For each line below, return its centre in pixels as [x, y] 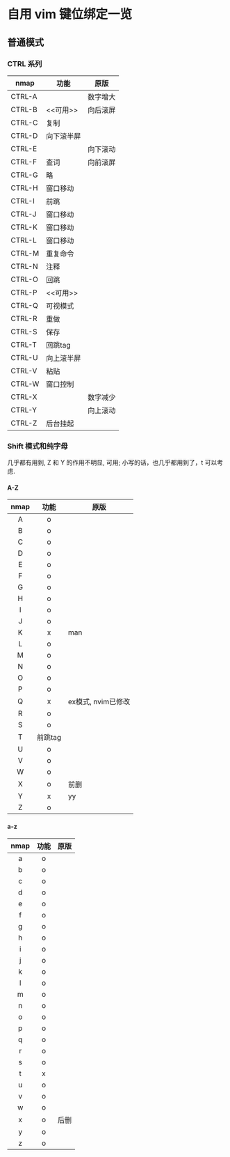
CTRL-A [24, 96]
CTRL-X [24, 396]
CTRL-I [23, 201]
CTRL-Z [24, 423]
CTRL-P [24, 292]
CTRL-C [24, 123]
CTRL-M [25, 253]
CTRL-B [24, 109]
